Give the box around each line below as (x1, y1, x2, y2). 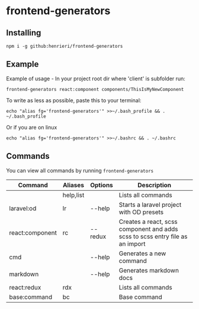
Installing (6, 28, 41, 38)
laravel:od (9, 204, 37, 212)
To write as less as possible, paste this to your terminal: (6, 96, 142, 104)
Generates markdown (118, 266, 179, 274)
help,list (62, 191, 85, 199)
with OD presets (118, 208, 164, 216)
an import (118, 239, 146, 248)
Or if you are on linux (6, 123, 57, 131)
